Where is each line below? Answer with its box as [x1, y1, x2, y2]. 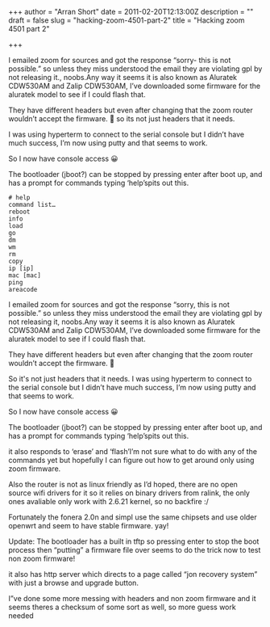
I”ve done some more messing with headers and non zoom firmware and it [8, 594, 256, 603]
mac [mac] [8, 271, 42, 280]
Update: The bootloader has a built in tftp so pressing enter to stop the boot [8, 537, 260, 546]
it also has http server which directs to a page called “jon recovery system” [8, 570, 258, 579]
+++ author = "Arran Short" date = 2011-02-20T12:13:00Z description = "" [8, 7, 254, 16]
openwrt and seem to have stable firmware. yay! [8, 521, 169, 530]
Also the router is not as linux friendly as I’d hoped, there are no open [8, 480, 238, 489]
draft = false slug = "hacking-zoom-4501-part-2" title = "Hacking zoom [8, 15, 245, 25]
